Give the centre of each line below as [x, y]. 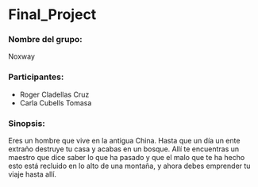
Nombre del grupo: [45, 40]
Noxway [22, 56]
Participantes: [36, 77]
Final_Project [52, 15]
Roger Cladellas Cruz [54, 94]
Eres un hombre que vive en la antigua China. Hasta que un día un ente [124, 141]
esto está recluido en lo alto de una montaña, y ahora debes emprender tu [129, 166]
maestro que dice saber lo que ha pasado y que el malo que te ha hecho [127, 158]
